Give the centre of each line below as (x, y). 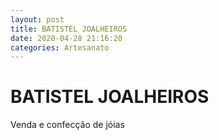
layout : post (37, 19)
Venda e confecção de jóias (67, 125)
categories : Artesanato (60, 47)
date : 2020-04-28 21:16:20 (66, 38)
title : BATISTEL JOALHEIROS (69, 29)
